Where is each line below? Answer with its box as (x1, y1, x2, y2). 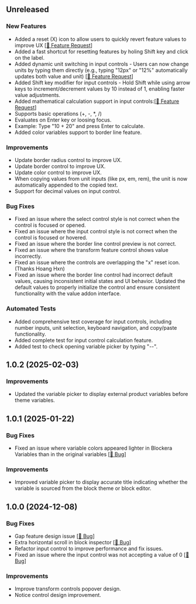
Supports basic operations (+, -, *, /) (14, 110, 102, 117)
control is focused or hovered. (14, 234, 88, 241)
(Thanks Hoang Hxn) (14, 265, 66, 272)
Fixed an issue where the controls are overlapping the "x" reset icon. (14, 259, 180, 266)
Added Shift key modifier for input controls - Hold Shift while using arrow (14, 79, 190, 86)
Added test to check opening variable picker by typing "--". (14, 343, 158, 350)
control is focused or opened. (14, 222, 86, 229)
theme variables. (14, 397, 56, 404)
